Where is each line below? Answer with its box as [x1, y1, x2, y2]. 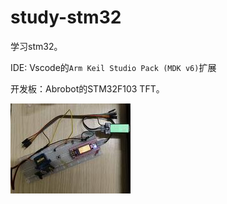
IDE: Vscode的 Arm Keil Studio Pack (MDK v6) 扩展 [10, 61, 217, 73]
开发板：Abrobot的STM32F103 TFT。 [10, 82, 165, 95]
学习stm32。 [10, 40, 63, 52]
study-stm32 [10, 6, 122, 29]
